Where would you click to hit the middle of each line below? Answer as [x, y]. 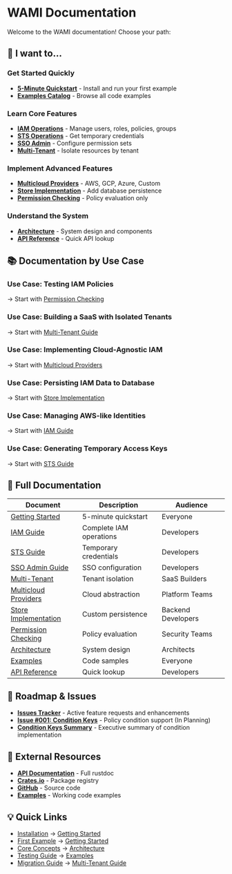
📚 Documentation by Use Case [76, 261]
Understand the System [48, 216]
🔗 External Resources [54, 756]
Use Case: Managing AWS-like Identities [77, 416]
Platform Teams [187, 594]
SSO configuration [112, 567]
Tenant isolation [108, 579]
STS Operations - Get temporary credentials [80, 135]
